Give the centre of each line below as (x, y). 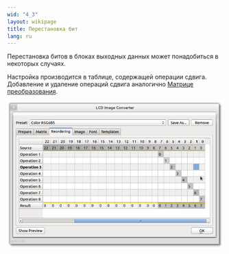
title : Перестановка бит (43, 29)
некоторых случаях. (37, 64)
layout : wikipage (32, 22)
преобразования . (33, 92)
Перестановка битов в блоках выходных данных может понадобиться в (113, 56)
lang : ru (20, 36)
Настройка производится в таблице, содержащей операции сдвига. (107, 77)
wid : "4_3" (23, 14)
